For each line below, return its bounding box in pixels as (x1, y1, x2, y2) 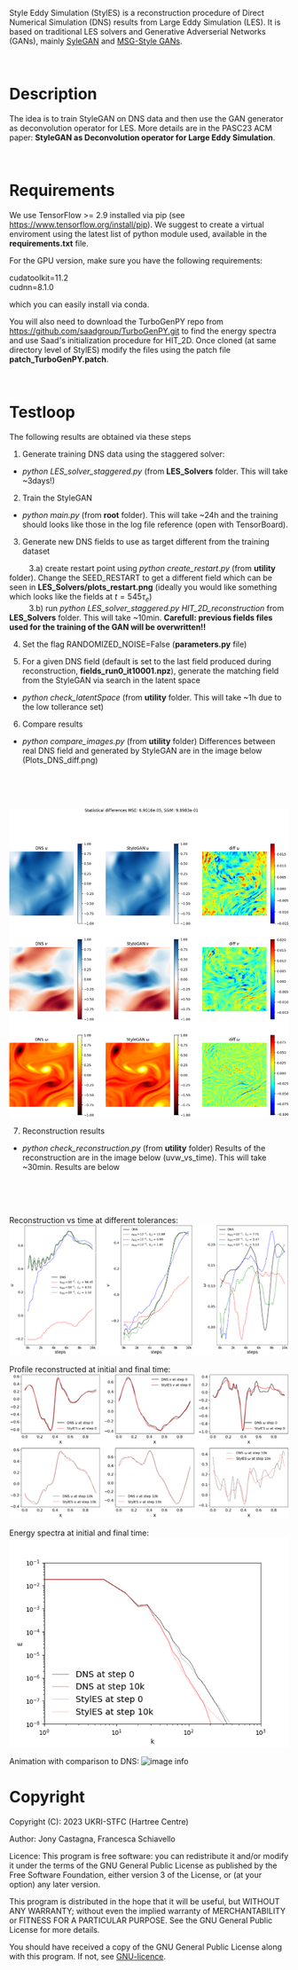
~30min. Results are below (21, 1162, 121, 1173)
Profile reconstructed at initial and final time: (9, 1363, 171, 1374)
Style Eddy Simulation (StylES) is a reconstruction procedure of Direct (9, 8, 264, 18)
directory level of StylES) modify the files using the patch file (9, 344, 231, 355)
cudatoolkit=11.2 (9, 272, 69, 283)
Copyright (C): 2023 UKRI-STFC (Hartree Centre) (9, 1817, 189, 1827)
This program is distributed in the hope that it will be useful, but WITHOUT (9, 1896, 280, 1907)
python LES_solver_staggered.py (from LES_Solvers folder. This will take (21, 466, 288, 476)
